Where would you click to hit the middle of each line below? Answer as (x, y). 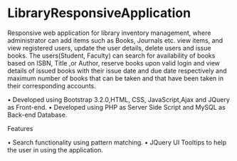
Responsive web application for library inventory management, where (109, 33)
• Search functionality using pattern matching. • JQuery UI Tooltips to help (117, 142)
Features (20, 128)
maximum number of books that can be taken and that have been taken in (116, 78)
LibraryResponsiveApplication (99, 13)
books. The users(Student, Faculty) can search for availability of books (111, 56)
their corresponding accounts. (52, 85)
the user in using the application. (55, 150)
